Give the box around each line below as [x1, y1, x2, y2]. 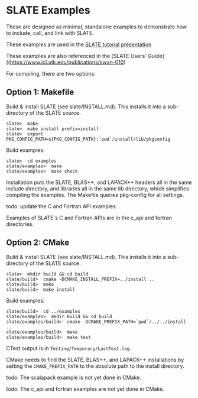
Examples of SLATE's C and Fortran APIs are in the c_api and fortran [6, 214, 173, 221]
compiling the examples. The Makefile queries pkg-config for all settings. [6, 191, 184, 198]
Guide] [147, 52, 164, 59]
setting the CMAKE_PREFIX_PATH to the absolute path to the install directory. [6, 362, 184, 370]
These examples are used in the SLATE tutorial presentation [6, 41, 152, 48]
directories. [6, 220, 34, 228]
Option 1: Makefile [6, 87, 74, 98]
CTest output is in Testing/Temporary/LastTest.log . [6, 344, 131, 352]
